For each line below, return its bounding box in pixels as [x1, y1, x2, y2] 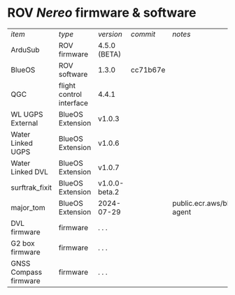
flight [58, 80, 76, 90]
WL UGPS [10, 109, 43, 119]
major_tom [10, 202, 45, 212]
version [97, 29, 122, 39]
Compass [10, 267, 43, 277]
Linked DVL [10, 167, 49, 176]
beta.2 [97, 187, 120, 197]
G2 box [10, 239, 35, 248]
